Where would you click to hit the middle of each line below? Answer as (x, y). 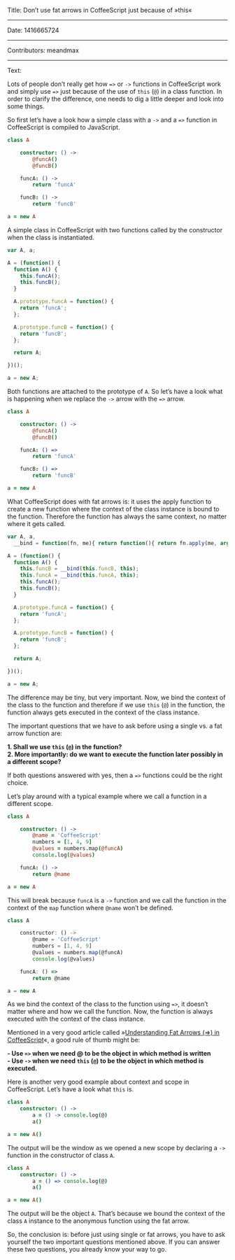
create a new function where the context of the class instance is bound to (113, 509)
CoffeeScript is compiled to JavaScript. (64, 127)
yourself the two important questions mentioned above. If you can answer (114, 1242)
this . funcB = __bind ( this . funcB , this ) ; (79, 569)
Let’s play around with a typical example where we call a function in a (107, 796)
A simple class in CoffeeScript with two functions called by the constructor (115, 229)
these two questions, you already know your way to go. (87, 1250)
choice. (18, 782)
